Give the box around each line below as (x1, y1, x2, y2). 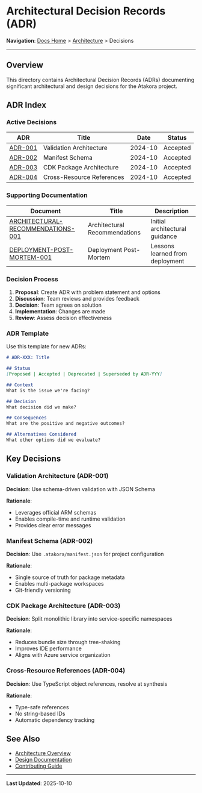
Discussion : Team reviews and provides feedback (14, 295, 140, 302)
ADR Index (6, 100, 47, 110)
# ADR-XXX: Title (6, 354, 50, 361)
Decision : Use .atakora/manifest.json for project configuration (6, 550, 164, 557)
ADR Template (6, 329, 49, 337)
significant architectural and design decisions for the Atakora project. (6, 83, 177, 90)
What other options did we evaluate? (6, 437, 101, 444)
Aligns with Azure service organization (14, 651, 111, 659)
